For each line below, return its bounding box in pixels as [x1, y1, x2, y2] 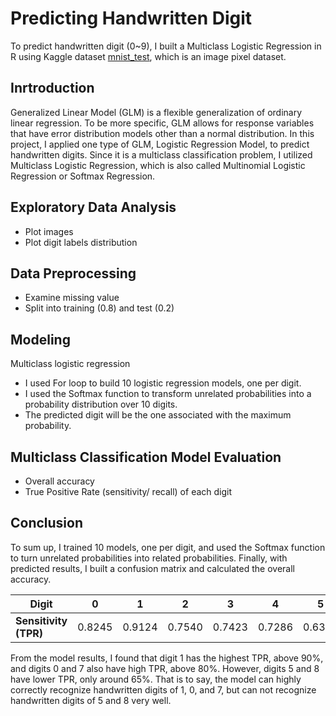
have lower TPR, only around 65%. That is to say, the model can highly [10, 673, 302, 685]
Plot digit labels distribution [24, 236, 138, 248]
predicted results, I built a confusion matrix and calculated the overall [10, 562, 295, 574]
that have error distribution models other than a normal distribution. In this [10, 127, 315, 139]
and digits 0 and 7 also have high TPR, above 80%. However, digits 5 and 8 [10, 662, 320, 674]
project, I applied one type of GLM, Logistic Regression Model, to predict [10, 138, 310, 150]
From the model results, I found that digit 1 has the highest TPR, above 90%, [10, 652, 324, 664]
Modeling [10, 331, 71, 348]
